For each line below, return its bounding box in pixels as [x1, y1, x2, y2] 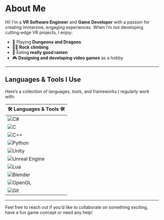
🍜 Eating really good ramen [12, 49, 68, 55]
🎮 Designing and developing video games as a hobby [12, 55, 123, 61]
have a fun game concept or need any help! [5, 209, 93, 215]
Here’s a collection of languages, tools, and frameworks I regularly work [5, 88, 150, 94]
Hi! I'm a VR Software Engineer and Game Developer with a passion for [5, 19, 150, 25]
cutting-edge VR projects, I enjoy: [5, 29, 73, 35]
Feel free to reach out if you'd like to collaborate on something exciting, [5, 204, 148, 210]
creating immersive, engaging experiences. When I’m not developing [5, 24, 143, 30]
